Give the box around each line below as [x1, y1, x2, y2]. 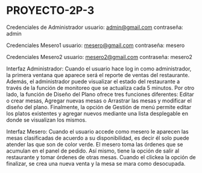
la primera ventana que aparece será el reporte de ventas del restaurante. [6, 71, 190, 78]
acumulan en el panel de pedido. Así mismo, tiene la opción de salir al [6, 147, 180, 154]
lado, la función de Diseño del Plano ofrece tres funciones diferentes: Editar [6, 90, 195, 98]
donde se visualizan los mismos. [6, 116, 87, 124]
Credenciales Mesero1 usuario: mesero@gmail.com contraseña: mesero [6, 42, 185, 49]
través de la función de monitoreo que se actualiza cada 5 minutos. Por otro [6, 84, 195, 91]
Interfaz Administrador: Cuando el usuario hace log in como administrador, [6, 64, 192, 72]
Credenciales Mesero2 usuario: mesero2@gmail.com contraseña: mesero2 [6, 53, 193, 60]
